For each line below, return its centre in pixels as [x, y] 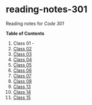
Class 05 [22, 65]
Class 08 [22, 81]
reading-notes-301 [47, 9]
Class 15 [22, 97]
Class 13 [22, 86]
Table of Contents [25, 33]
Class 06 [22, 70]
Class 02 [22, 48]
